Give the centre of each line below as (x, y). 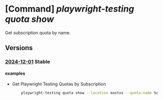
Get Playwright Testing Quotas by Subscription (59, 84)
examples (15, 73)
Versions (19, 48)
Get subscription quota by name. (38, 33)
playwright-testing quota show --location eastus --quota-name (86, 93)
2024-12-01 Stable (27, 62)
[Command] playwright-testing (70, 9)
